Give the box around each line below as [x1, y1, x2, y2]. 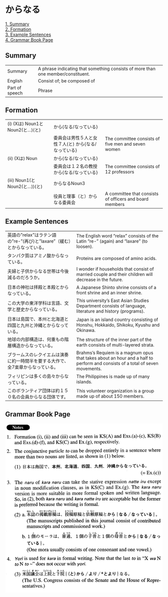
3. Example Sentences [5, 31, 51, 37]
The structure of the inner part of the [76, 336, 152, 342]
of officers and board [104, 196, 149, 202]
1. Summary [5, 20, 29, 27]
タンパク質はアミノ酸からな [7, 252, 64, 258]
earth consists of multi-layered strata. [76, 341, 154, 347]
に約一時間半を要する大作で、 [7, 358, 69, 364]
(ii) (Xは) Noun [7, 155, 37, 161]
